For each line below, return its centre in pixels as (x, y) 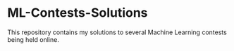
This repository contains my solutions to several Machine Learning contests (117, 32)
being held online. (33, 39)
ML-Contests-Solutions (78, 13)
